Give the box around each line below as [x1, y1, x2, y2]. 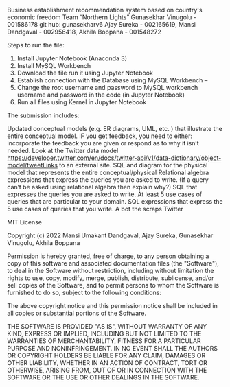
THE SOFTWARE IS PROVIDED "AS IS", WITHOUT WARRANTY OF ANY [7, 322, 207, 330]
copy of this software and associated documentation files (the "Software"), [7, 259, 220, 267]
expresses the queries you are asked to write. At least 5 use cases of [7, 190, 203, 198]
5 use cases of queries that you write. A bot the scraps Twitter [7, 205, 183, 213]
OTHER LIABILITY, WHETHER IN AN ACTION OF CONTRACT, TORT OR [7, 359, 207, 366]
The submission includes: [7, 111, 80, 119]
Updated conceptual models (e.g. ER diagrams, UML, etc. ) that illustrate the [7, 125, 223, 132]
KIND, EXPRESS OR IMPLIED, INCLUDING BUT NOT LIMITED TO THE [7, 329, 202, 338]
